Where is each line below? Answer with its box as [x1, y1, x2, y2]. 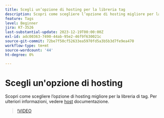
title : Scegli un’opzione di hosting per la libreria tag [5, 7, 125, 12]
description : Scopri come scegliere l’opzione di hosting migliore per [5, 12, 154, 17]
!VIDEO [17, 108, 32, 114]
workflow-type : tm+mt [5, 43, 49, 48]
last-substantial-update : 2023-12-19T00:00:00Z [5, 30, 104, 34]
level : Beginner [5, 20, 38, 26]
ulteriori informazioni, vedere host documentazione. [5, 99, 109, 104]
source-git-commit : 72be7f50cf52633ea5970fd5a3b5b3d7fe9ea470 [5, 39, 134, 44]
